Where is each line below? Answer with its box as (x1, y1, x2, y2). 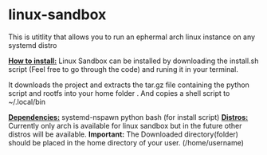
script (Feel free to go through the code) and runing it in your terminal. (8, 64, 239, 74)
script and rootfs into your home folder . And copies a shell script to (8, 88, 230, 97)
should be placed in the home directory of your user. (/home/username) (8, 137, 245, 147)
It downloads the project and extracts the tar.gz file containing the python (8, 80, 249, 89)
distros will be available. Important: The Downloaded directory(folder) (8, 129, 239, 139)
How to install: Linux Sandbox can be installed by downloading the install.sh (8, 56, 259, 66)
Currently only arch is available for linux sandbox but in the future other (8, 121, 242, 130)
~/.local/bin (8, 97, 46, 106)
